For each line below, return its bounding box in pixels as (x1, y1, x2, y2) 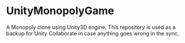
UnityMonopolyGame (6, 4, 115, 18)
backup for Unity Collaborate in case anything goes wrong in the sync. (6, 29, 180, 37)
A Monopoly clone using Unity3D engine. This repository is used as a (6, 24, 176, 31)
